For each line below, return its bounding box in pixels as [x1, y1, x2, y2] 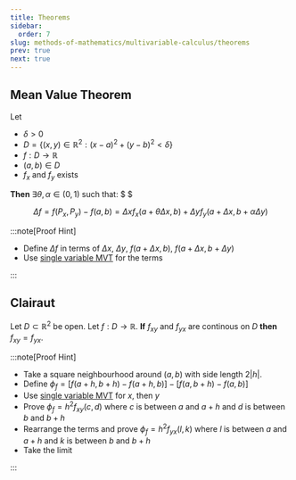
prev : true [10, 46, 51, 55]
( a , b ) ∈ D [22, 160, 61, 170]
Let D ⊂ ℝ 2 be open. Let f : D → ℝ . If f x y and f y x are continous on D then [10, 319, 277, 334]
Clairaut [10, 295, 56, 310]
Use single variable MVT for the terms [22, 252, 163, 263]
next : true [10, 54, 51, 63]
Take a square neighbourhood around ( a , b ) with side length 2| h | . [22, 369, 262, 380]
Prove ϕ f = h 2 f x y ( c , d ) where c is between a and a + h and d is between [22, 399, 286, 414]
